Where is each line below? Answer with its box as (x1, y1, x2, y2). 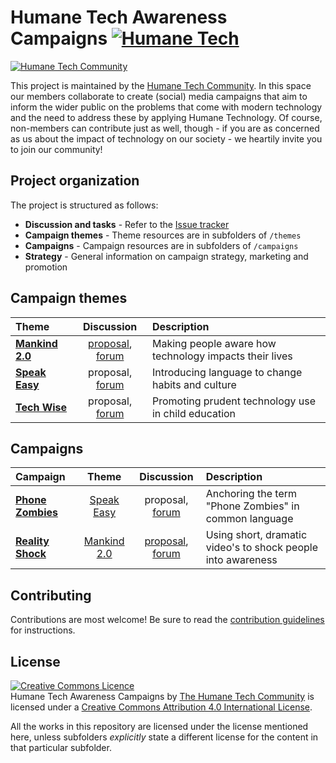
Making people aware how (151, 336, 277, 350)
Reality (15, 534, 50, 548)
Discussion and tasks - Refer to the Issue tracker (24, 218, 230, 230)
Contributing (10, 587, 92, 604)
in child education (151, 406, 237, 420)
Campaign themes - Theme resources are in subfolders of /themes (24, 229, 302, 241)
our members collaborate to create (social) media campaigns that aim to (10, 90, 308, 102)
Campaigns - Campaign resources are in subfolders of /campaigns (24, 239, 299, 251)
